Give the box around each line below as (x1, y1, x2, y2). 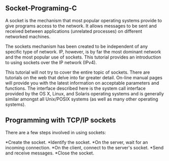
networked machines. (5, 33, 51, 39)
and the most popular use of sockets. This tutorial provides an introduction (5, 54, 161, 60)
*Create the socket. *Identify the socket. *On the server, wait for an (5, 139, 148, 145)
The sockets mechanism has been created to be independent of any (5, 43, 148, 49)
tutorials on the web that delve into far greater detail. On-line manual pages (5, 74, 162, 80)
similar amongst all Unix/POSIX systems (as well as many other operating (5, 96, 158, 102)
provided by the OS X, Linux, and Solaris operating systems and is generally (5, 90, 164, 96)
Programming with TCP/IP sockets (5, 116, 116, 125)
